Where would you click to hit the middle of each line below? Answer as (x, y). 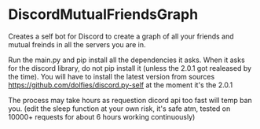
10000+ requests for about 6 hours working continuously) (102, 116)
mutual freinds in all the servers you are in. (77, 44)
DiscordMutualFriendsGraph (103, 15)
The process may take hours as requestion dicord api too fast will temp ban (130, 100)
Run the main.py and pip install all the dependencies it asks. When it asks (126, 60)
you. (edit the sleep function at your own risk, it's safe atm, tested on (119, 109)
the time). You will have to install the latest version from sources (112, 76)
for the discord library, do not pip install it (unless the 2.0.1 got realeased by (130, 68)
